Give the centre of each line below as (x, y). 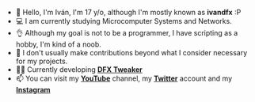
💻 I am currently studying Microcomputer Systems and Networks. (124, 21)
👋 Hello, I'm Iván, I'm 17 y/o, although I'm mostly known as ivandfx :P (128, 12)
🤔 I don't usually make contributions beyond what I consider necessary (131, 53)
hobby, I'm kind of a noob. (58, 44)
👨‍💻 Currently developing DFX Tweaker (79, 70)
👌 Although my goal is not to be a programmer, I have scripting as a (127, 33)
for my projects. (42, 61)
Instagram (33, 90)
